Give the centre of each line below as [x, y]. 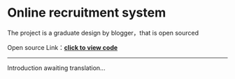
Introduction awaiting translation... [57, 68]
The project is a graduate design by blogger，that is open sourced [103, 33]
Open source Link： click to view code [63, 47]
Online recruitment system [87, 13]
